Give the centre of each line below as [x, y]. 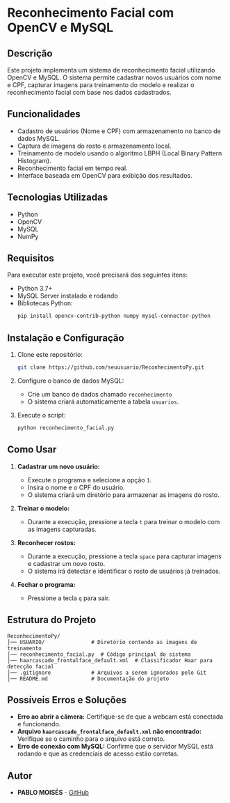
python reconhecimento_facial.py [66, 428]
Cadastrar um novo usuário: [58, 466]
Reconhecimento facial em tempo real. [72, 168]
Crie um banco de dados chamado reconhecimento [100, 394]
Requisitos [31, 258]
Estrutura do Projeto [52, 620]
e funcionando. [39, 724]
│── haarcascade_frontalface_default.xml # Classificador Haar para [110, 660]
